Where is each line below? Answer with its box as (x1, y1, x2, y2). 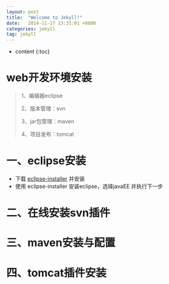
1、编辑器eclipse (21, 92, 63, 100)
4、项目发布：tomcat (21, 131, 75, 138)
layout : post (6, 8, 39, 15)
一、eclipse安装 (6, 154, 87, 168)
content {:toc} (15, 48, 50, 55)
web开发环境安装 (6, 71, 92, 85)
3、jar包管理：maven (21, 118, 75, 125)
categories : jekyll (6, 25, 56, 32)
